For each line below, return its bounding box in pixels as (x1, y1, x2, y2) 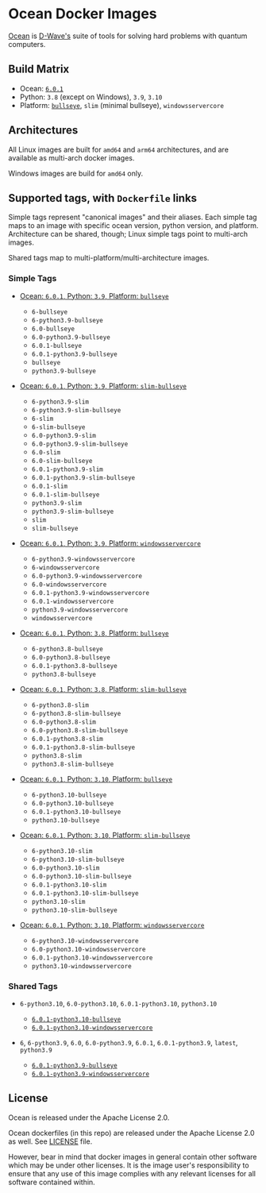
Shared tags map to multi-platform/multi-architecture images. (8, 253, 210, 263)
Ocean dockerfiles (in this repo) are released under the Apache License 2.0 (8, 1128, 255, 1137)
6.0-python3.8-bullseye (31, 653, 111, 662)
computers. (8, 39, 46, 48)
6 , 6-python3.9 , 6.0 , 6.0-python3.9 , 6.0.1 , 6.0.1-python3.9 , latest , (19, 1037, 238, 1047)
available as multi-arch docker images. (8, 153, 135, 163)
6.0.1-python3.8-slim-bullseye (31, 743, 136, 751)
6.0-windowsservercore (31, 581, 107, 589)
